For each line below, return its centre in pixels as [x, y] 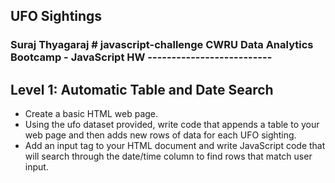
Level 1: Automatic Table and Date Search [142, 89]
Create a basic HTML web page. [91, 114]
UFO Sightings [56, 16]
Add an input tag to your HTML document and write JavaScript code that [175, 146]
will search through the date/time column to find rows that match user [168, 156]
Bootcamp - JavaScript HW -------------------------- [141, 57]
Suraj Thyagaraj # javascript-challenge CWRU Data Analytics [162, 45]
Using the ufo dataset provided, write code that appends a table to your [172, 125]
